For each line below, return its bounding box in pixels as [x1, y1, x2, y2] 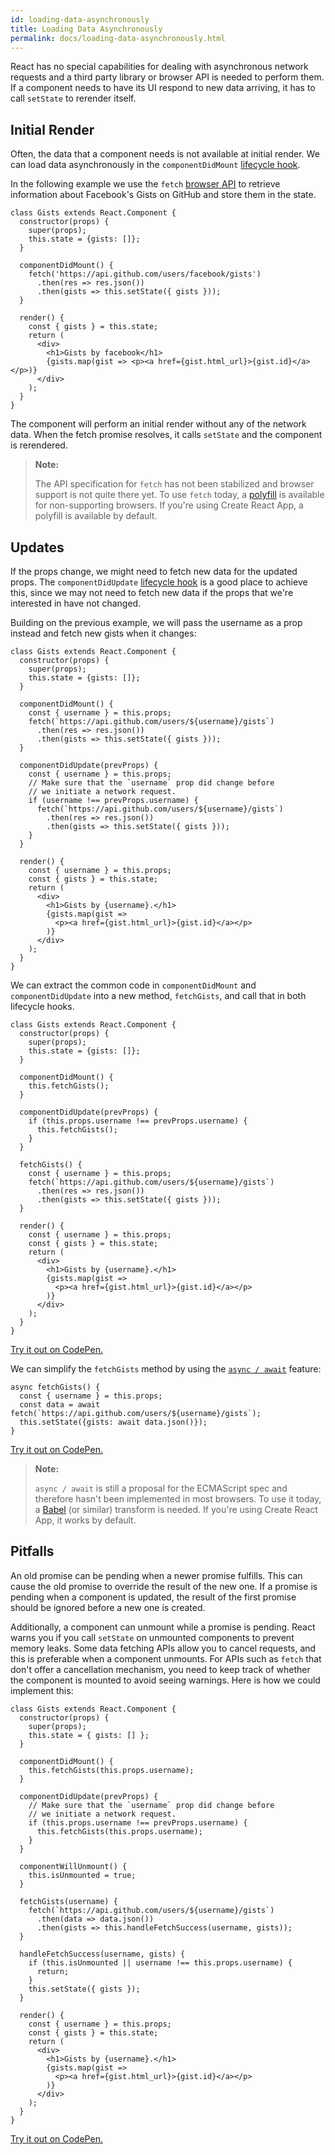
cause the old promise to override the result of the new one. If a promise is [10, 1580, 318, 1592]
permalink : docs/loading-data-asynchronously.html [10, 33, 226, 43]
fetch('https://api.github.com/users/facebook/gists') [28, 269, 262, 280]
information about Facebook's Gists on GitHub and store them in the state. [10, 189, 317, 201]
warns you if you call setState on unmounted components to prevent [10, 1631, 295, 1643]
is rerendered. [10, 439, 68, 451]
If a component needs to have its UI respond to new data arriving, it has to [10, 82, 316, 94]
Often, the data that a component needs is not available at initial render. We [10, 148, 320, 160]
